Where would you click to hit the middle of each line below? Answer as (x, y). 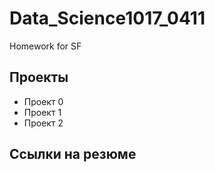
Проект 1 (42, 112)
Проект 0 (43, 101)
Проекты (39, 77)
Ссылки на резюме (73, 154)
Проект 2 (43, 123)
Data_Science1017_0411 (107, 18)
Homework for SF (45, 46)
